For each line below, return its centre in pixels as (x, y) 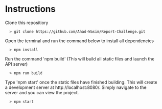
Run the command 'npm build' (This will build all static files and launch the (80, 59)
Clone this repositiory (27, 23)
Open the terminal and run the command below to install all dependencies (80, 41)
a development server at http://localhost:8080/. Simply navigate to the (76, 87)
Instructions (30, 9)
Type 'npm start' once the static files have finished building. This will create (81, 82)
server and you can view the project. (42, 92)
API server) (16, 64)
